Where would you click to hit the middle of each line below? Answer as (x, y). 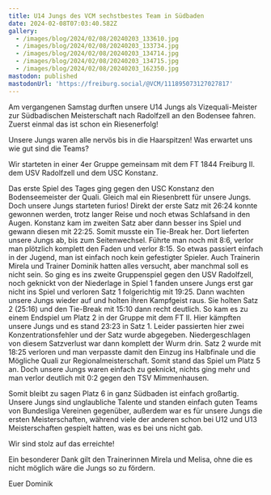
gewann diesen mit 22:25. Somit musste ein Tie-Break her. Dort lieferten (129, 231)
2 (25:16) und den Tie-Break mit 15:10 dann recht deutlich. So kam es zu (128, 309)
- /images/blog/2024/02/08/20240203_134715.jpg (97, 62)
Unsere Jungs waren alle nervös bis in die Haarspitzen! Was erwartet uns (131, 139)
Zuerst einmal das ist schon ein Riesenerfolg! (83, 124)
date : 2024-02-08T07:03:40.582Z (63, 23)
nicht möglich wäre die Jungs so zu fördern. (82, 467)
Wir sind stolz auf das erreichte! (61, 443)
